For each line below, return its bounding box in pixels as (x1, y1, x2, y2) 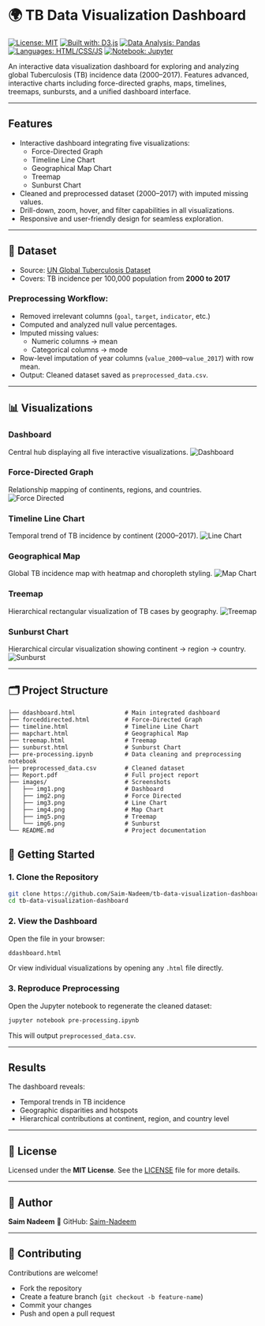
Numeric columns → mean (31, 336, 118, 346)
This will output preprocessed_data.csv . (8, 1030, 136, 1040)
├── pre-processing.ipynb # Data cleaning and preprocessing (8, 750, 242, 758)
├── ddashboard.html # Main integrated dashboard (8, 709, 221, 717)
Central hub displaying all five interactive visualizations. (8, 447, 188, 457)
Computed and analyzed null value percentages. (19, 320, 177, 329)
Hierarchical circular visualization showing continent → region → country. (8, 644, 246, 654)
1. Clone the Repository (8, 872, 99, 883)
